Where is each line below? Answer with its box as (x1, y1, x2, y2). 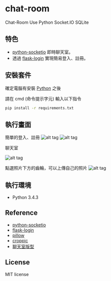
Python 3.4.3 (12, 194, 38, 200)
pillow (12, 232, 25, 238)
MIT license (5, 271, 29, 277)
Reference (5, 209, 38, 217)
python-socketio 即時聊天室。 (12, 49, 73, 55)
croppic (12, 237, 28, 243)
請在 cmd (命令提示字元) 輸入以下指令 (5, 95, 81, 101)
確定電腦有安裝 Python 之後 (5, 85, 61, 91)
